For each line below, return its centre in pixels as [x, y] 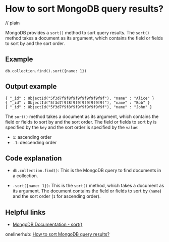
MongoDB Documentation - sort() [47, 225]
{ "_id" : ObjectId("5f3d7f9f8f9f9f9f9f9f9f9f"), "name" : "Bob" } [78, 103]
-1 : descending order [35, 142]
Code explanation [34, 158]
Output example [31, 87]
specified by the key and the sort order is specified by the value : [72, 127]
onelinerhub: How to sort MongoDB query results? [58, 234]
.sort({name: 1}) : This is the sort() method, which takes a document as [88, 186]
